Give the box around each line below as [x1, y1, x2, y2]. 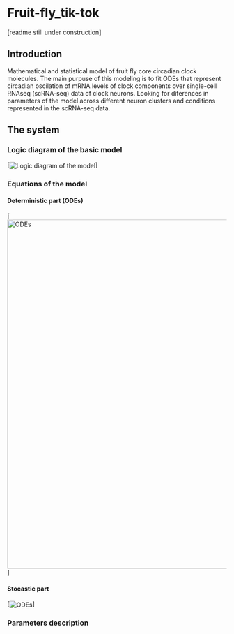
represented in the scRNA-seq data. [7, 103, 111, 112]
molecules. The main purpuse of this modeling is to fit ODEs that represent [7, 74, 221, 82]
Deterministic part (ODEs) [7, 196, 84, 205]
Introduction [7, 48, 63, 60]
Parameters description [7, 618, 89, 628]
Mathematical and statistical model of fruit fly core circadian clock [7, 66, 197, 75]
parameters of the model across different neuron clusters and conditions [7, 96, 216, 105]
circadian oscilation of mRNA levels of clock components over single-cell [7, 82, 217, 90]
